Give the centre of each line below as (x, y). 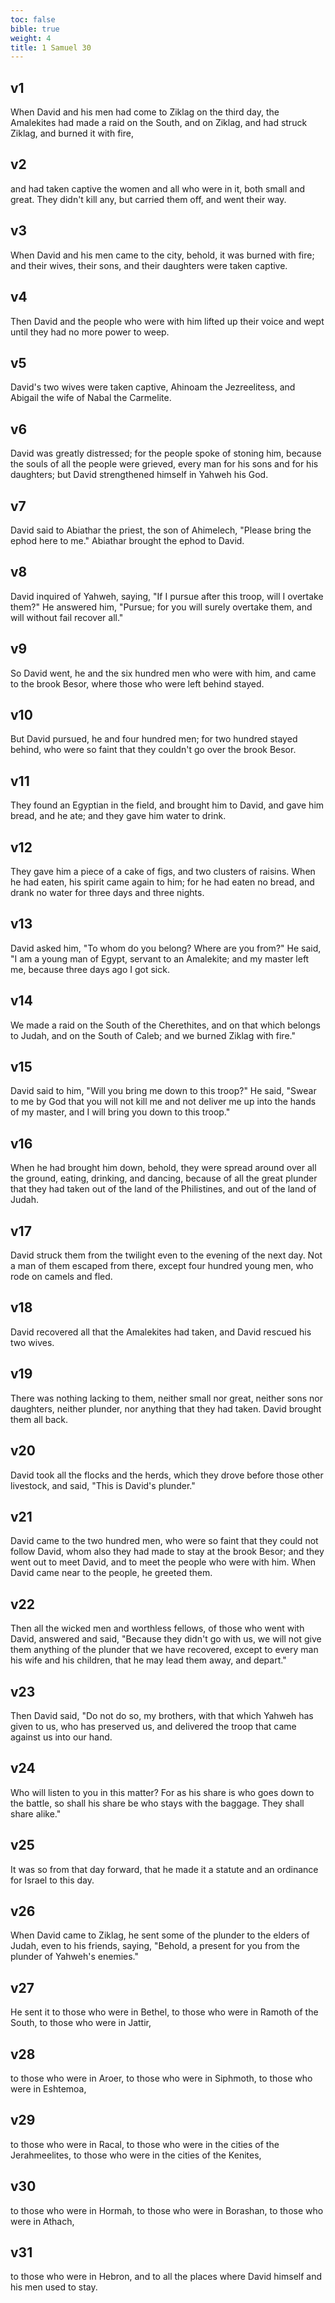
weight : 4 (31, 38)
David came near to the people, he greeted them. (111, 1573)
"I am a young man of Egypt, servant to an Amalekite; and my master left (160, 958)
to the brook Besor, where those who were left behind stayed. (137, 683)
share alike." (36, 1813)
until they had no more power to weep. (90, 332)
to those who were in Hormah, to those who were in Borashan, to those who (167, 2210)
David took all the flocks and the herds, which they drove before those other (167, 1475)
